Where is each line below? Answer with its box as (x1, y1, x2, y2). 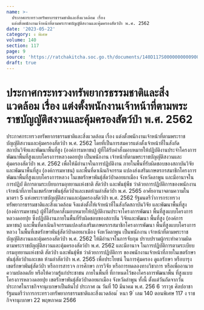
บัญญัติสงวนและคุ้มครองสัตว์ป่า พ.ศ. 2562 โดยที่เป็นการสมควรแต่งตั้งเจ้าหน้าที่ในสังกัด (6, 140, 180, 147)
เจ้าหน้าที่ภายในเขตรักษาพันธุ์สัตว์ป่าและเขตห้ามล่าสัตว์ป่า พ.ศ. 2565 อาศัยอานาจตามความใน (6, 187, 189, 195)
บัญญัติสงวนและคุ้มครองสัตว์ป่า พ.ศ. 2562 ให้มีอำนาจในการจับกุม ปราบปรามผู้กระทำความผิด (6, 235, 192, 243)
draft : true (6, 59, 36, 66)
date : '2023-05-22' (6, 25, 56, 32)
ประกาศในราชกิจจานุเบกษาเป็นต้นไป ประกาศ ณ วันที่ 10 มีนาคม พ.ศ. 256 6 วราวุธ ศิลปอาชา (6, 283, 193, 290)
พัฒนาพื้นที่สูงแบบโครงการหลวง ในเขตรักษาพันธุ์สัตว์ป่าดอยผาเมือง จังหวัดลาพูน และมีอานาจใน (6, 174, 194, 181)
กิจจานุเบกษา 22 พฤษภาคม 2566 (6, 297, 76, 304)
